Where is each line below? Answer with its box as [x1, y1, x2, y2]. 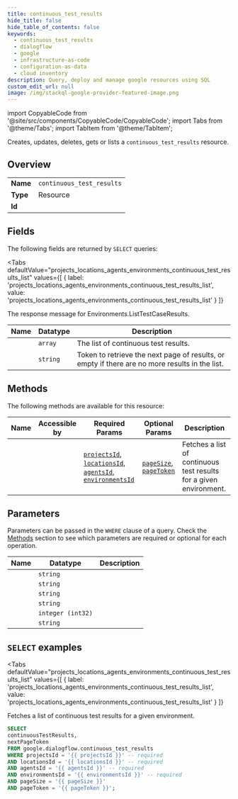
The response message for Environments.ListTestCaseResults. [7, 309, 190, 318]
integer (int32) [38, 609, 93, 618]
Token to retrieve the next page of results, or [76, 350, 225, 359]
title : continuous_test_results [7, 10, 103, 18]
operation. [7, 542, 38, 550]
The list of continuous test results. [76, 338, 190, 348]
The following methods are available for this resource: [7, 401, 165, 410]
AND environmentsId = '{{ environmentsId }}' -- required [7, 771, 182, 778]
